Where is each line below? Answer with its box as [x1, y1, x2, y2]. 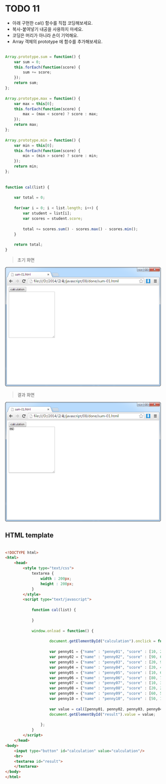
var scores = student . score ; [23, 216, 83, 221]
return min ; [14, 164, 39, 169]
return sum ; [14, 80, 39, 86]
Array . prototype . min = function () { [5, 138, 81, 143]
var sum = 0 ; [14, 59, 41, 64]
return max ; [14, 122, 39, 127]
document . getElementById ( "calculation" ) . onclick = [49, 639, 156, 644]
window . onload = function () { [31, 628, 94, 634]
